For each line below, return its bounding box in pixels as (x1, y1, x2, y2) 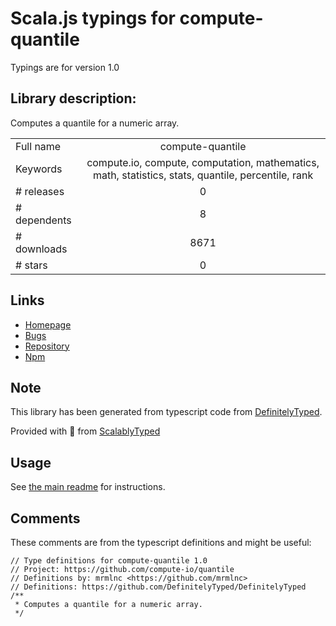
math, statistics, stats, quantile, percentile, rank (92, 168, 314, 182)
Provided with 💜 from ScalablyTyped (10, 425, 161, 437)
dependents (15, 213, 72, 227)
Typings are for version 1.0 (10, 61, 120, 73)
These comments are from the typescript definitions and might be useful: (10, 537, 312, 548)
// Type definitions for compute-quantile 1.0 (10, 556, 208, 566)
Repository (24, 340, 70, 352)
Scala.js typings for (10, 7, 176, 30)
